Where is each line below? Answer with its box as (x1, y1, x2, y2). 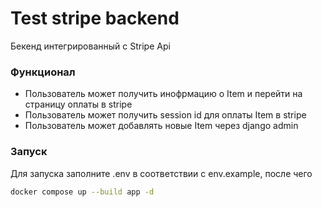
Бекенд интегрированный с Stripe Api (10, 40, 171, 52)
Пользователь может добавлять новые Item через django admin (24, 120, 299, 132)
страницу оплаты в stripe (24, 98, 133, 111)
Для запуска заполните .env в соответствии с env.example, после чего (10, 167, 313, 179)
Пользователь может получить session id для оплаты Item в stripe (24, 109, 307, 121)
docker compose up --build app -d (10, 187, 155, 197)
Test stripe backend (10, 7, 180, 30)
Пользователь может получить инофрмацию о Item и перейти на (24, 88, 303, 100)
